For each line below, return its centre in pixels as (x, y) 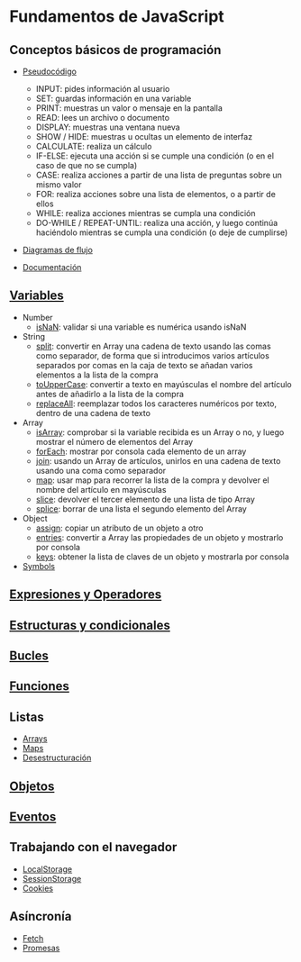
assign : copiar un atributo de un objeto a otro (119, 528)
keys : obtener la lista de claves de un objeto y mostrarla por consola (163, 557)
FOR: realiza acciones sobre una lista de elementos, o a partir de (156, 194)
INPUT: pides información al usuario (103, 89)
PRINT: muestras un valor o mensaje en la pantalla (129, 108)
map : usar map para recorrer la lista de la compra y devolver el (152, 480)
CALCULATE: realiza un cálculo (94, 146)
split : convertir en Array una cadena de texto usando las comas (154, 346)
